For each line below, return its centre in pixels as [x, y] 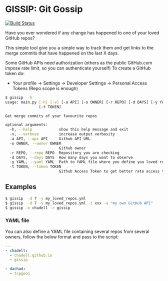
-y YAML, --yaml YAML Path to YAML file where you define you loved [83, 162]
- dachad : [15, 269]
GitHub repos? [20, 38]
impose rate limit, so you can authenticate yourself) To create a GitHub [78, 68]
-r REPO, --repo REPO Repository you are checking [65, 153]
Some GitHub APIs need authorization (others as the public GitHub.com [79, 62]
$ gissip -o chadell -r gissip [38, 208]
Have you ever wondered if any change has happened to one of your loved [82, 32]
